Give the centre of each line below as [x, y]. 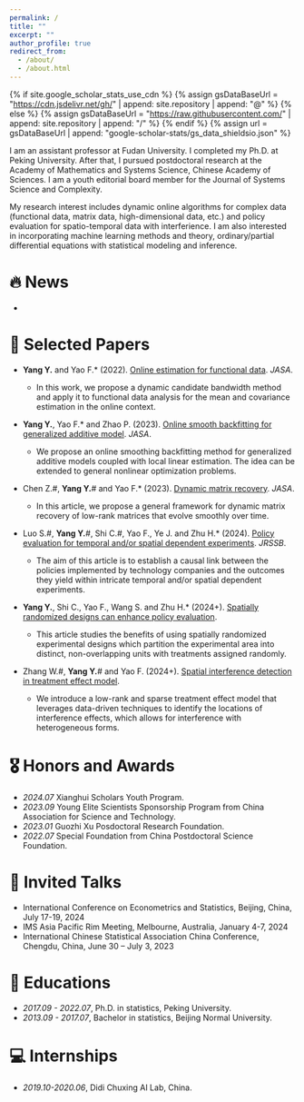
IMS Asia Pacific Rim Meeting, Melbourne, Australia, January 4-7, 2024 [155, 927]
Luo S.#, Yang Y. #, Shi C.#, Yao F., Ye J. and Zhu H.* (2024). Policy [148, 533]
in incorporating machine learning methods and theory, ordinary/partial [142, 235]
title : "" [28, 26]
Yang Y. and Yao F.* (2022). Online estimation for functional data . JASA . [157, 370]
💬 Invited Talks [66, 882]
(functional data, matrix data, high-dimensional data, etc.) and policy [137, 216]
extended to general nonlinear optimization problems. [136, 471]
